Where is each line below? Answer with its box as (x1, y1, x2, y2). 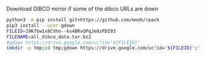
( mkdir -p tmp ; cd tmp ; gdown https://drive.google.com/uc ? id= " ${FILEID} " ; (6, 45, 198, 51)
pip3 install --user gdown (6, 22, 75, 29)
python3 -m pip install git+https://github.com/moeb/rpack (6, 17, 160, 23)
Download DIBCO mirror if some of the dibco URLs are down (6, 5, 159, 12)
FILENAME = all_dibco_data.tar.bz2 (6, 33, 92, 40)
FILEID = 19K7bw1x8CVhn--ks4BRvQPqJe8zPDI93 (6, 28, 116, 34)
